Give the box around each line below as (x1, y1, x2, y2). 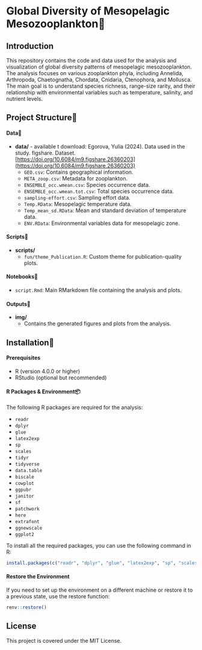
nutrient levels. (6, 95, 43, 102)
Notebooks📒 (6, 273, 38, 280)
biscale (14, 474, 34, 480)
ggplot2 (14, 532, 34, 538)
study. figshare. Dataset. (14, 149, 76, 156)
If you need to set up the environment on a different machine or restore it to (6, 586, 194, 593)
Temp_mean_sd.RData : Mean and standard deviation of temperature (23, 206, 186, 214)
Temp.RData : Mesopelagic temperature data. (23, 200, 132, 207)
